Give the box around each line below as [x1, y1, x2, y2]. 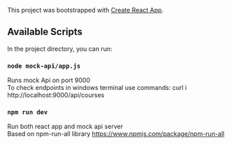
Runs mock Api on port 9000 [7, 76, 91, 84]
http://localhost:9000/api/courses [7, 91, 105, 100]
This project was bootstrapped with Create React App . [7, 6, 164, 14]
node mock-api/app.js [7, 62, 81, 70]
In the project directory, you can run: [7, 45, 113, 53]
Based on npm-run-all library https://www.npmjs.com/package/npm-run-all [7, 130, 225, 138]
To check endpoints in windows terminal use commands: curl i [7, 84, 187, 92]
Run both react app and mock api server [7, 122, 124, 131]
